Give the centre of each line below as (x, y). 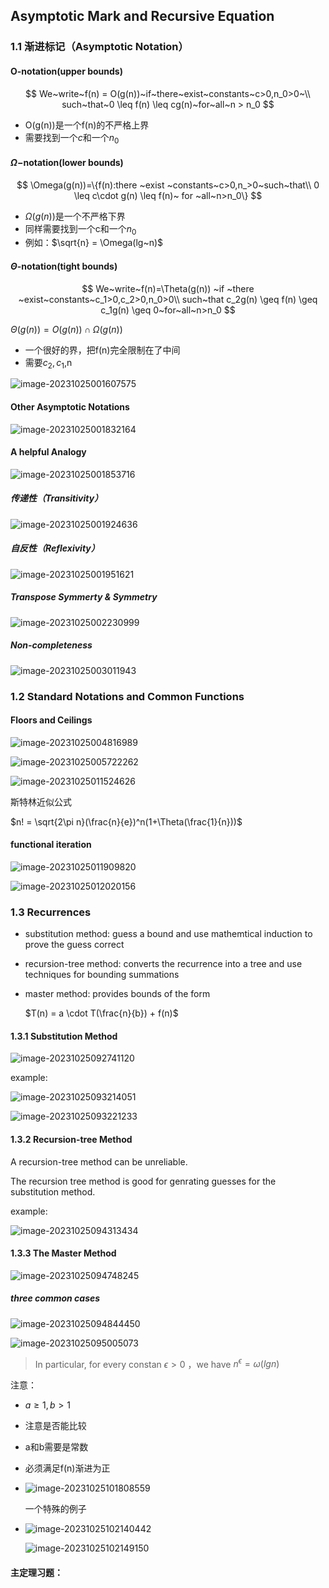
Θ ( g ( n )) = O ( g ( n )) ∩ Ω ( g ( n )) (66, 329)
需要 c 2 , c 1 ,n (48, 363)
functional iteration (51, 845)
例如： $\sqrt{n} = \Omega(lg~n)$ (94, 243)
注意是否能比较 (55, 1426)
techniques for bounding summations (102, 975)
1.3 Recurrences (51, 912)
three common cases (55, 1298)
